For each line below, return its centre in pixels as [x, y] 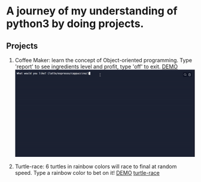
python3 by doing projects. [75, 24]
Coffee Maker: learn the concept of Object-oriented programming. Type [103, 60]
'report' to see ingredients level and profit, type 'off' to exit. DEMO [96, 66]
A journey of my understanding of [92, 11]
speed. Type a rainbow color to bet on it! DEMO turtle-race [87, 172]
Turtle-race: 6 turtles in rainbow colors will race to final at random [96, 166]
